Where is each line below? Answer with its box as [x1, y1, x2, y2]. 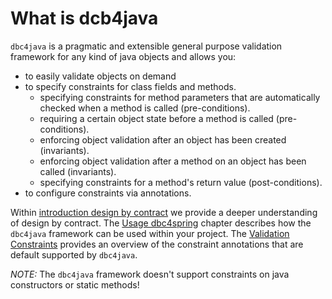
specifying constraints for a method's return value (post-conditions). [39, 176, 323, 188]
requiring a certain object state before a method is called [39, 112, 274, 124]
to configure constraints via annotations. [24, 187, 192, 199]
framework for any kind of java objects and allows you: [10, 50, 237, 62]
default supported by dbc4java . [10, 248, 138, 261]
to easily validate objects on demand [24, 70, 177, 82]
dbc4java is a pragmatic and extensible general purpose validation [10, 40, 283, 52]
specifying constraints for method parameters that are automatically [39, 91, 321, 103]
